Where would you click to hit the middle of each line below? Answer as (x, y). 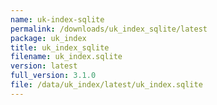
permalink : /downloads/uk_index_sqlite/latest (109, 29)
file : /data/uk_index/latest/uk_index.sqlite (106, 85)
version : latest (44, 66)
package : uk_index (48, 38)
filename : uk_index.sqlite (66, 57)
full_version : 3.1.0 (53, 76)
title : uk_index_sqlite (60, 47)
